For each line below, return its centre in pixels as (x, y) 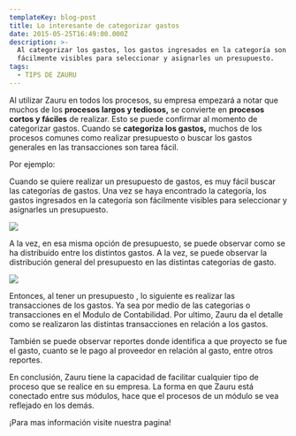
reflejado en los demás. (52, 405)
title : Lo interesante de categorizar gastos (94, 26)
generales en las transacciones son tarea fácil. (94, 147)
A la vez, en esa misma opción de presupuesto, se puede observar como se (147, 243)
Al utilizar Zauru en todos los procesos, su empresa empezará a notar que (144, 100)
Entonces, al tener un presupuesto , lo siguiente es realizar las (122, 295)
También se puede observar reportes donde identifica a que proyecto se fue (148, 340)
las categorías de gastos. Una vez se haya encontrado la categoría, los (138, 190)
